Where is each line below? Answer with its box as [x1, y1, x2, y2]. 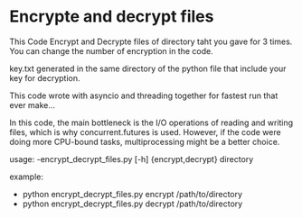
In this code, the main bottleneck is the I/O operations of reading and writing [9, 117, 294, 128]
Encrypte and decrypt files [9, 6, 214, 27]
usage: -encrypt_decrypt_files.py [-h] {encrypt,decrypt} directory [9, 153, 254, 164]
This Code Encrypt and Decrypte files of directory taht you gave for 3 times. [9, 36, 293, 47]
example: [9, 171, 43, 182]
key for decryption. [9, 72, 80, 83]
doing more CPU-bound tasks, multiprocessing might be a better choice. [9, 136, 280, 147]
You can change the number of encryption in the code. [9, 45, 214, 56]
